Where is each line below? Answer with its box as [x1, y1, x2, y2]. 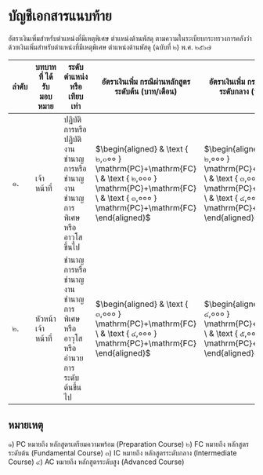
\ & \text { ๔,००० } [95, 327, 157, 338]
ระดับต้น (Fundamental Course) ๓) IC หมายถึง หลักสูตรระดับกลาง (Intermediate [8, 448, 237, 458]
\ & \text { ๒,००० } [95, 173, 157, 184]
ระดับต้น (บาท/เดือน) [114, 86, 178, 97]
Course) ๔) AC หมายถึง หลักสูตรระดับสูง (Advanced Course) [8, 457, 185, 466]
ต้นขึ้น [63, 382, 82, 393]
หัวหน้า [34, 313, 56, 324]
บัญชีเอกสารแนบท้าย [8, 7, 112, 25]
